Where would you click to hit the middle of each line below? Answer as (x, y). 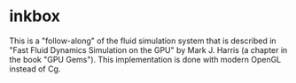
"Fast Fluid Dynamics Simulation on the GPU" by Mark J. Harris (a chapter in (148, 49)
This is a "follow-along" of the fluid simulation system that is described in (143, 41)
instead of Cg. (35, 69)
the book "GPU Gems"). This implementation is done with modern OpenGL (145, 59)
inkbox (35, 16)
